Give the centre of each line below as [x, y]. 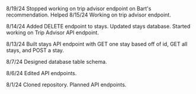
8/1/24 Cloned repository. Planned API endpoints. [66, 85]
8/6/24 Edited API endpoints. [41, 73]
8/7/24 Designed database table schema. [57, 62]
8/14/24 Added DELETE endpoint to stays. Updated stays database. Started [98, 26]
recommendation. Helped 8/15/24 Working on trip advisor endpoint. [89, 15]
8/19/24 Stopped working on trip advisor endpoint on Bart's [79, 9]
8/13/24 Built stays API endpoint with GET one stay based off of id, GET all [97, 44]
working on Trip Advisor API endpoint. [53, 33]
